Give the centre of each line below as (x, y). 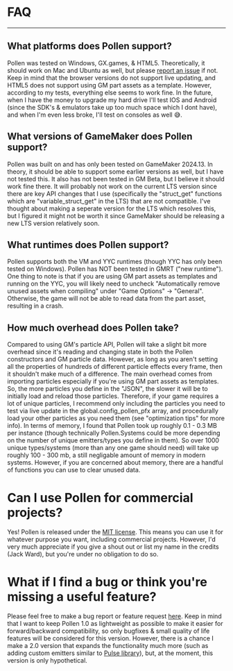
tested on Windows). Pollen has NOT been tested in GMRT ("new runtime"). (115, 269)
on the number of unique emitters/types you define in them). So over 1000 (113, 440)
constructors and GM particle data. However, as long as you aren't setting (113, 359)
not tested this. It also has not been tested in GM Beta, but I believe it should (116, 179)
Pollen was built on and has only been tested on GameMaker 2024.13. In (110, 164)
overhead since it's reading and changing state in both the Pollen (100, 352)
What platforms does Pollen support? (89, 46)
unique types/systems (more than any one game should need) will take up (113, 448)
